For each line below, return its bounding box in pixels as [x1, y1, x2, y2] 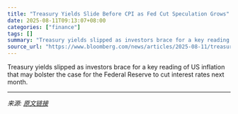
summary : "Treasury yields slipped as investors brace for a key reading [7, 37, 230, 44]
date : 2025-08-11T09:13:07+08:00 [7, 17, 106, 24]
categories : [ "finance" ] [7, 23, 81, 30]
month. [7, 78, 28, 86]
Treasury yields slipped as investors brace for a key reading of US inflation [7, 63, 225, 71]
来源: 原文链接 [7, 99, 48, 107]
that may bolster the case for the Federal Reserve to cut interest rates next [7, 70, 225, 79]
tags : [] [7, 30, 33, 38]
